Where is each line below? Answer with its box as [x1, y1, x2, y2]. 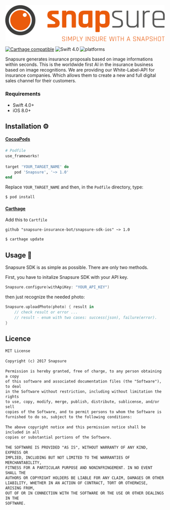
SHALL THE [5, 470, 26, 475]
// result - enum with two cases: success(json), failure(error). [14, 315, 157, 320]
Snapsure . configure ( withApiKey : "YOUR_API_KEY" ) [5, 284, 110, 290]
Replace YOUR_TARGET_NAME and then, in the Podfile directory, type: [5, 184, 144, 190]
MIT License [5, 348, 30, 354]
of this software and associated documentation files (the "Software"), [5, 379, 162, 384]
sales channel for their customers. [5, 78, 76, 84]
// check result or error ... [14, 309, 78, 314]
